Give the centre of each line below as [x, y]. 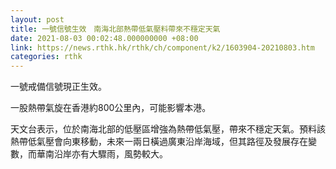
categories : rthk [46, 57]
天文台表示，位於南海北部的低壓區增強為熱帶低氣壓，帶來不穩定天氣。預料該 [168, 129]
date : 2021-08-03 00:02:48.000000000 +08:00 [104, 38]
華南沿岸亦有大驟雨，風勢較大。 [102, 154]
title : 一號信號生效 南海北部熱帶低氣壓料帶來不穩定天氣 [115, 29]
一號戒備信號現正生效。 [58, 87]
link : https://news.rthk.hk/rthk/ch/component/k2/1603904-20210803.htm [162, 47]
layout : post [37, 19]
